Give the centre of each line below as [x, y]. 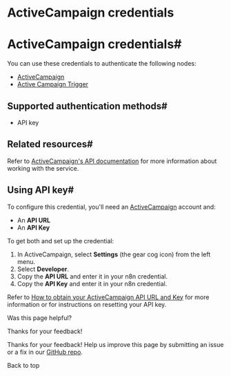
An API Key [33, 227]
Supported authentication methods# [87, 106]
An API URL [33, 220]
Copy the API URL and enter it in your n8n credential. [92, 276]
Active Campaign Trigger [52, 84]
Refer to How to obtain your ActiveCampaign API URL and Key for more [108, 297]
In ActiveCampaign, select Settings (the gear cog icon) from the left [114, 254]
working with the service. [43, 168]
